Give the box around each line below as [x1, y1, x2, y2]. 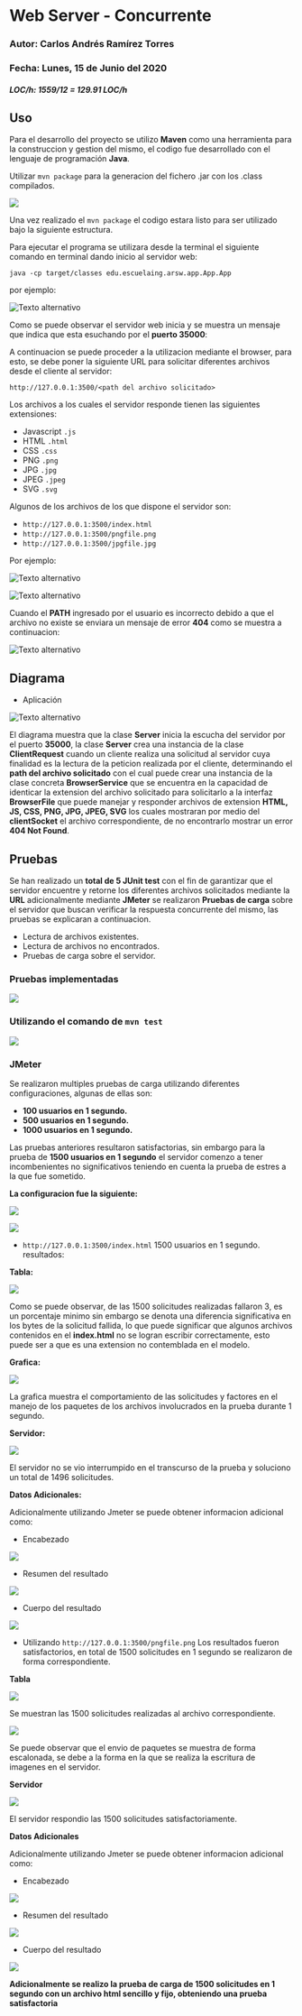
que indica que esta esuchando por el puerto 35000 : [9, 329, 208, 340]
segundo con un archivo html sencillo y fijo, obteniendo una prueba [9, 1988, 268, 1999]
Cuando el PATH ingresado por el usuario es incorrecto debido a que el [9, 608, 275, 619]
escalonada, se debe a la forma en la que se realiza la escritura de [9, 1752, 256, 1763]
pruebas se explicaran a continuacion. [9, 914, 151, 925]
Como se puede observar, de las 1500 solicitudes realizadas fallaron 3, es [9, 1301, 283, 1312]
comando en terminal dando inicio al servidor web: [9, 252, 198, 262]
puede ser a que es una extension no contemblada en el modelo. [9, 1339, 251, 1349]
